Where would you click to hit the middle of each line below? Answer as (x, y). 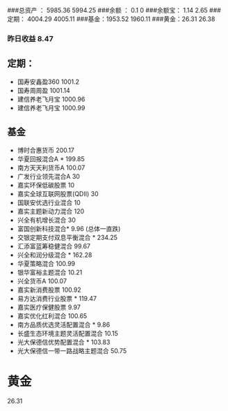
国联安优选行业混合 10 (49, 202)
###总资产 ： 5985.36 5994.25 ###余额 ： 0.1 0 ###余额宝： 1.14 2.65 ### (114, 10)
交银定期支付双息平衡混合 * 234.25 (67, 237)
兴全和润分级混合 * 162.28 (55, 255)
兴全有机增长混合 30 (47, 220)
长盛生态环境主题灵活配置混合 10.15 (67, 333)
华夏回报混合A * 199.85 (51, 158)
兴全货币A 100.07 (42, 281)
